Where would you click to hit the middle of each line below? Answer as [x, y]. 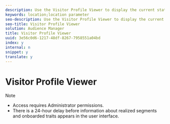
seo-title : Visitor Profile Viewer [43, 24]
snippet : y [17, 52]
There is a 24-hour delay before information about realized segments [85, 111]
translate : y [19, 57]
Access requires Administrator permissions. [58, 105]
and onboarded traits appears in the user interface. [66, 116]
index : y [14, 43]
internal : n [18, 47]
